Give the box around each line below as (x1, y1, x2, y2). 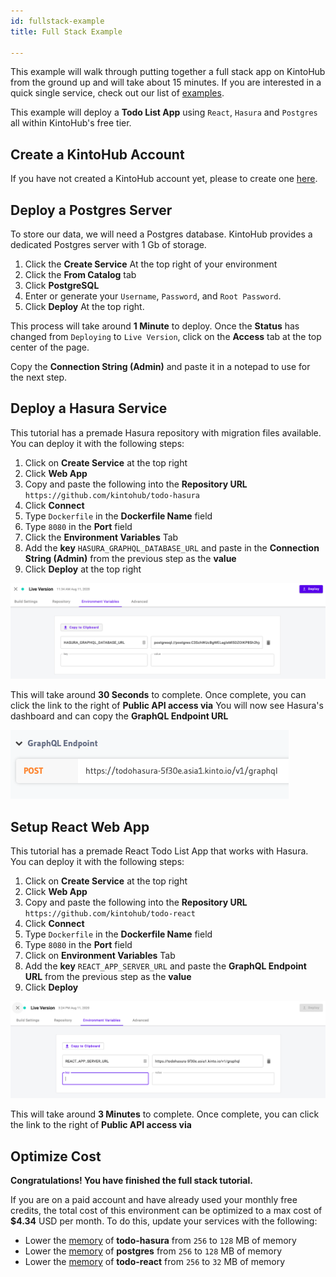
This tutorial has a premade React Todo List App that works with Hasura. (10, 845, 309, 857)
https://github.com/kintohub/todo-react (24, 909, 196, 919)
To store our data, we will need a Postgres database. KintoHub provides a (10, 228, 313, 240)
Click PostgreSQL (24, 280, 100, 291)
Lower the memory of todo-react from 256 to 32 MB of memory (24, 1256, 286, 1268)
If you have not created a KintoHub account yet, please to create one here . (10, 173, 318, 185)
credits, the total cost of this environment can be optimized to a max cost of (10, 1205, 323, 1217)
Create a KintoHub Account (10, 146, 185, 163)
